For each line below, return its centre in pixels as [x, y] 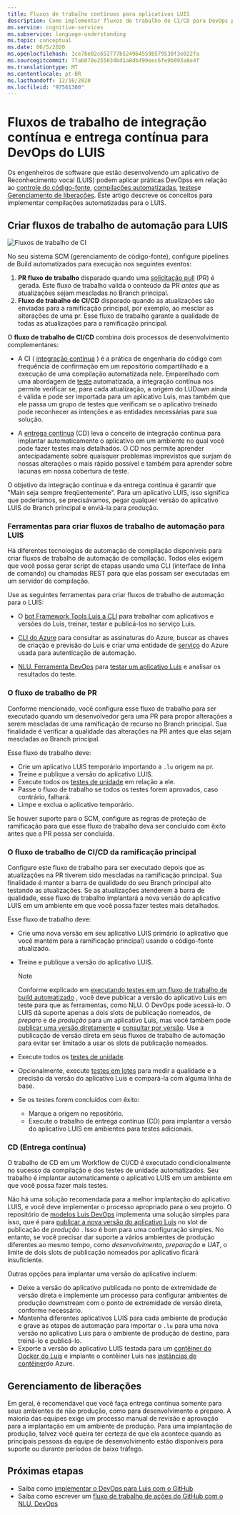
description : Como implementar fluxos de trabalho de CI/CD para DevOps [118, 21]
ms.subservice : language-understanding [67, 34]
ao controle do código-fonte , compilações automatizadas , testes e [104, 188]
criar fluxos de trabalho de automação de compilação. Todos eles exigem [115, 559]
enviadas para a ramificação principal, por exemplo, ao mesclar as [115, 308]
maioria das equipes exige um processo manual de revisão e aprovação [113, 1418]
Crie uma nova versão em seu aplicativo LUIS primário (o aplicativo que [123, 933]
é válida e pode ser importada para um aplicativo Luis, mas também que [124, 396]
